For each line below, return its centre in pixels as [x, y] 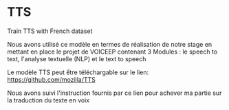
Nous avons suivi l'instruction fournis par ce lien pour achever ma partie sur [115, 93]
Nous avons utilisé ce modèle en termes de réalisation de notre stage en [110, 44]
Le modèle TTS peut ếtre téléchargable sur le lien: [78, 72]
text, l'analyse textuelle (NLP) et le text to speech [77, 58]
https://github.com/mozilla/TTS [52, 79]
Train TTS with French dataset [50, 31]
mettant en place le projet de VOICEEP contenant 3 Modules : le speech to [112, 52]
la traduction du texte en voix [48, 100]
